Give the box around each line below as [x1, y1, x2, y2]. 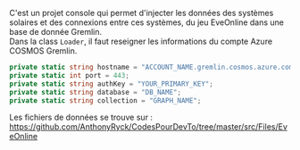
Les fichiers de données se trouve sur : [9, 112, 154, 123]
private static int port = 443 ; [9, 71, 129, 79]
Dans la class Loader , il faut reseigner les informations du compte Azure [9, 36, 273, 46]
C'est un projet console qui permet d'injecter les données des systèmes [9, 8, 274, 18]
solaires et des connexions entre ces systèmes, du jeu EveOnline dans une [9, 17, 284, 28]
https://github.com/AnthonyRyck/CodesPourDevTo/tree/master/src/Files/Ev [9, 121, 288, 132]
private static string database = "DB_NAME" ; [9, 87, 181, 96]
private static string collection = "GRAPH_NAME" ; [9, 96, 202, 105]
